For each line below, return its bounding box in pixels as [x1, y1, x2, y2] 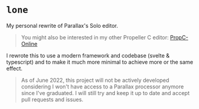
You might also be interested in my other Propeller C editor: [21, 33, 169, 41]
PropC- [170, 33, 189, 41]
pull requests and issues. [21, 96, 83, 103]
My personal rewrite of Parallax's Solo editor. [6, 22, 119, 29]
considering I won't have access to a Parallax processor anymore [21, 83, 184, 90]
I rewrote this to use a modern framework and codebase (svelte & [6, 51, 170, 59]
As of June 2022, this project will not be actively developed [21, 76, 169, 84]
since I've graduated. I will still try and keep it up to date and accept [21, 89, 190, 96]
